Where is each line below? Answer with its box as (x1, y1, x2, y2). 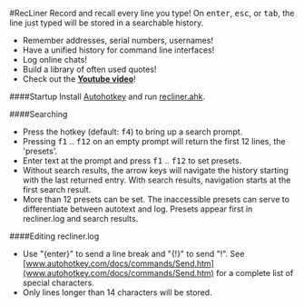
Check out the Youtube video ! (22, 74, 136, 84)
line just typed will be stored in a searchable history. (9, 17, 204, 28)
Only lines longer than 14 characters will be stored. (22, 287, 212, 298)
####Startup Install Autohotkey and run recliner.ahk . (9, 91, 206, 102)
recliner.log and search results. (22, 213, 139, 223)
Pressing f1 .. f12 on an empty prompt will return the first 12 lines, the (22, 136, 286, 146)
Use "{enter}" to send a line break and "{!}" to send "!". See (22, 249, 245, 259)
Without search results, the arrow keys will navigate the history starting (22, 165, 289, 175)
